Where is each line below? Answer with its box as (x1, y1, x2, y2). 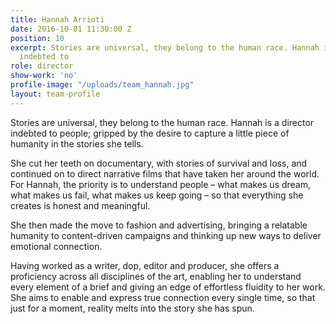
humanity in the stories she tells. (10, 137, 144, 150)
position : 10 (10, 33, 65, 43)
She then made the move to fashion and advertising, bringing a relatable (10, 219, 308, 231)
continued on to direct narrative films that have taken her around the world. (10, 167, 320, 180)
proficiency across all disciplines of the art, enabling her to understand (10, 270, 302, 282)
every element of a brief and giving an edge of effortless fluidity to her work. (10, 281, 326, 293)
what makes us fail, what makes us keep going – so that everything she (10, 189, 304, 201)
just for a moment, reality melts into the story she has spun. (10, 302, 255, 314)
